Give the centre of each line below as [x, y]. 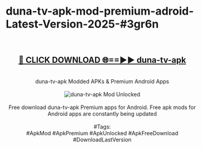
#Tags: [102, 127]
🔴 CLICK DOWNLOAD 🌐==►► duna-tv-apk [102, 60]
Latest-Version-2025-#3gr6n [82, 24]
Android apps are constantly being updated [102, 113]
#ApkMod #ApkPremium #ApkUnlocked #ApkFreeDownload [102, 133]
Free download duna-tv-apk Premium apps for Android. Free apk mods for [102, 107]
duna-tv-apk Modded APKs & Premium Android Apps [102, 81]
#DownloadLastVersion [102, 139]
